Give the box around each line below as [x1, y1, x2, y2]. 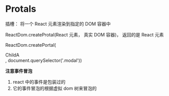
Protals [5, 3, 36, 15]
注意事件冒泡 [5, 68, 32, 74]
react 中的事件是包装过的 [12, 79, 66, 85]
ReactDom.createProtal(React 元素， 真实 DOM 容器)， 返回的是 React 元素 [5, 31, 164, 37]
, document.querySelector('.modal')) [5, 57, 82, 63]
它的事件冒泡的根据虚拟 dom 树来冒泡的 [12, 85, 97, 91]
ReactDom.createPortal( [5, 42, 56, 48]
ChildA [5, 52, 19, 58]
